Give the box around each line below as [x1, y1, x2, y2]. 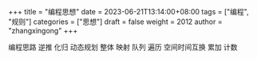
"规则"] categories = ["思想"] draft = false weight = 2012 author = [8, 17, 223, 26]
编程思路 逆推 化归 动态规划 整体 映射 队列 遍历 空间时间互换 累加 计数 [8, 42, 238, 52]
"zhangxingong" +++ [8, 26, 78, 35]
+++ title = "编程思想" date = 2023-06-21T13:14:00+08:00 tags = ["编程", [8, 7, 249, 16]
